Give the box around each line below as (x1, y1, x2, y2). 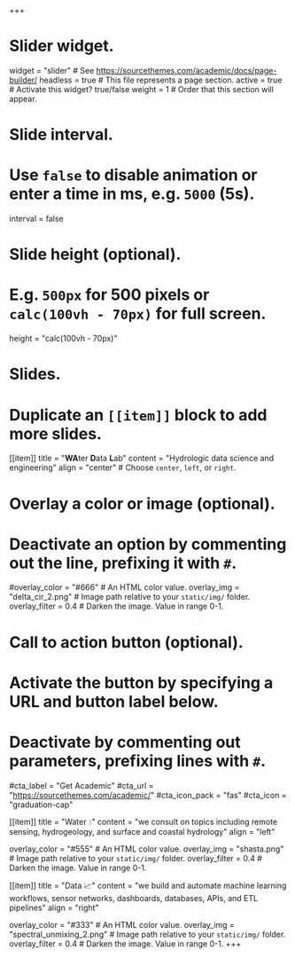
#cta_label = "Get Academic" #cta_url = (9, 780, 154, 790)
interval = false (9, 214, 64, 224)
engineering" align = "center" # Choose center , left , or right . (9, 462, 237, 473)
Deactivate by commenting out (9, 733, 241, 752)
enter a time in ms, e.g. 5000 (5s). (9, 184, 255, 204)
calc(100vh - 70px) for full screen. (9, 303, 267, 324)
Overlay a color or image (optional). (9, 493, 276, 514)
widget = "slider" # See (9, 65, 95, 75)
